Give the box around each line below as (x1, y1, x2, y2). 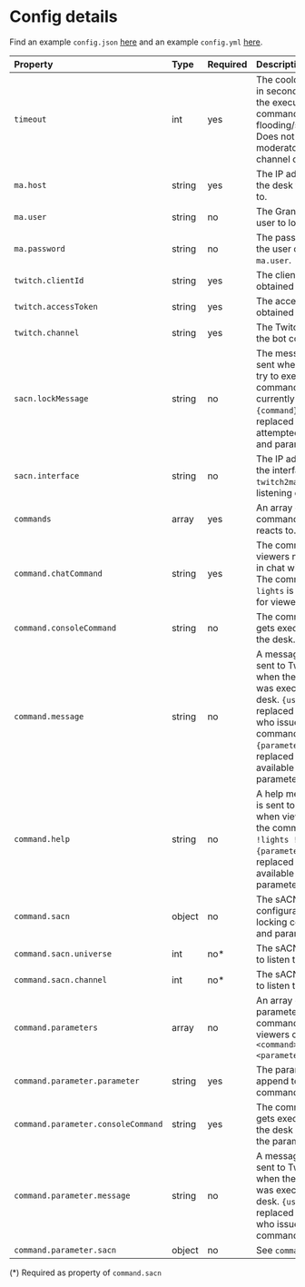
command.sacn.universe (14, 948, 112, 959)
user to (255, 216, 287, 229)
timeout (14, 114, 47, 124)
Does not (255, 130, 295, 143)
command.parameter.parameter (14, 1075, 140, 1086)
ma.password (14, 243, 66, 253)
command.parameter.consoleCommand (14, 1119, 163, 1129)
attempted (255, 426, 300, 439)
